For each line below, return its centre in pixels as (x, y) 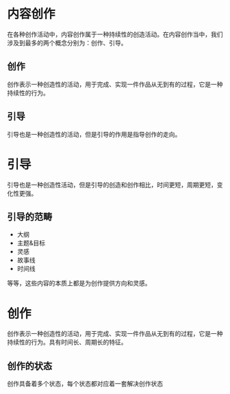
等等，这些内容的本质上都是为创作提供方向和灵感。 (79, 283)
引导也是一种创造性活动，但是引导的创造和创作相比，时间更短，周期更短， (112, 185)
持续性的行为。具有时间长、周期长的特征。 (67, 342)
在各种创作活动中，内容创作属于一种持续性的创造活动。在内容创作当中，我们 (115, 34)
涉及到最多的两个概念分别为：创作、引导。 (67, 42)
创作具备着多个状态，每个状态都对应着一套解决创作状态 (85, 384)
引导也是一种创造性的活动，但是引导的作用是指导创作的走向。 (94, 134)
